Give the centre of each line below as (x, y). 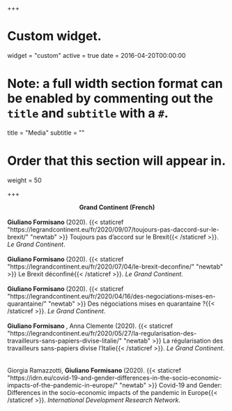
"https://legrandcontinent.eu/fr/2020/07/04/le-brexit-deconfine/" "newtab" (115, 267)
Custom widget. (55, 36)
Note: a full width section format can (115, 84)
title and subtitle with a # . (88, 113)
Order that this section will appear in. (117, 161)
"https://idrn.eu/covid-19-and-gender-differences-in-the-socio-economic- (114, 378)
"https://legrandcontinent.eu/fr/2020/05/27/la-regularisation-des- (102, 333)
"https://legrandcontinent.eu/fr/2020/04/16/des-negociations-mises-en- (111, 296)
